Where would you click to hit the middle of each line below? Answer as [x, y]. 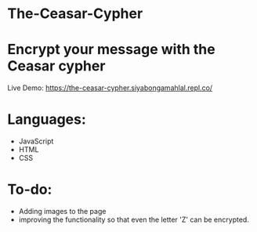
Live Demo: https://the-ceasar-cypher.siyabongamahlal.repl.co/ [110, 88]
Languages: [47, 120]
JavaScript [36, 141]
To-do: [30, 190]
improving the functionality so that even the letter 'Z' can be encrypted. [134, 219]
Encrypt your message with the [112, 50]
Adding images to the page [62, 211]
